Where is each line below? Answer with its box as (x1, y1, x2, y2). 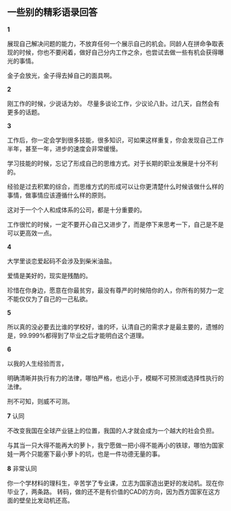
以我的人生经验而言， (7, 359, 67, 367)
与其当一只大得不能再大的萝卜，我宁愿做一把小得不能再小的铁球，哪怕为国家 (7, 441, 224, 449)
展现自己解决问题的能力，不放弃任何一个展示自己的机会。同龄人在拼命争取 (7, 39, 218, 48)
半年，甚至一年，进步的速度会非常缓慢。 (7, 144, 122, 153)
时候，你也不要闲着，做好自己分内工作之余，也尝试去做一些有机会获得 (19, 48, 218, 56)
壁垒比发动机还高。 (19, 496, 74, 504)
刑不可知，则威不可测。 (7, 397, 74, 405)
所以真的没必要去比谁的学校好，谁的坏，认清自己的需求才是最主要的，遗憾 (7, 322, 218, 331)
